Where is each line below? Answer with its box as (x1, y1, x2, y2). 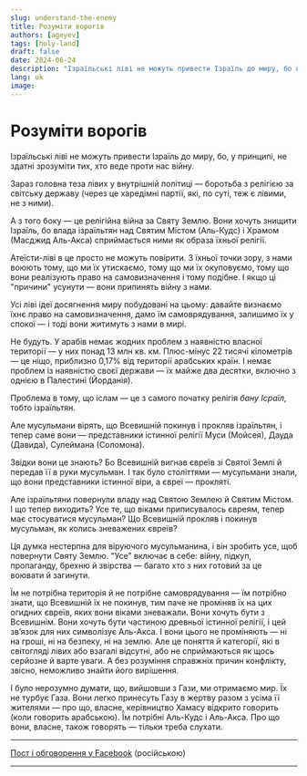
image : (10, 81, 36, 90)
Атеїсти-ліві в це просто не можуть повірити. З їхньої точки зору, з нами (10, 252, 292, 263)
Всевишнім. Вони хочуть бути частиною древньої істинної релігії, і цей (10, 616, 286, 627)
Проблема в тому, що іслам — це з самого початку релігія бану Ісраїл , (10, 392, 287, 403)
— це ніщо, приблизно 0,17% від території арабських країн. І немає (10, 355, 272, 366)
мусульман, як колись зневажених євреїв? (10, 523, 178, 533)
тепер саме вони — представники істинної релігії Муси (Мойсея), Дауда (10, 429, 294, 440)
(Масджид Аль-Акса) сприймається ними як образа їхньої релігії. (10, 234, 267, 245)
